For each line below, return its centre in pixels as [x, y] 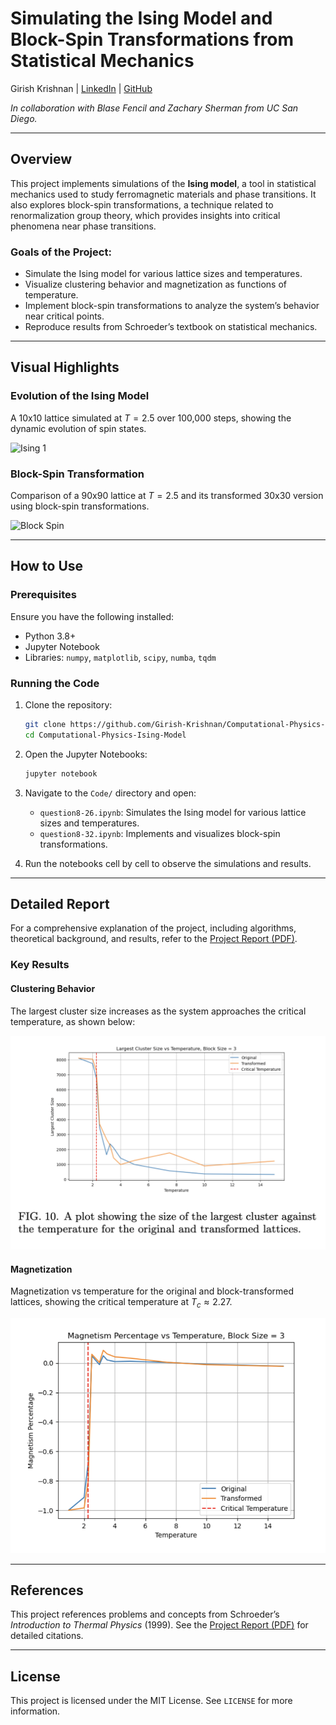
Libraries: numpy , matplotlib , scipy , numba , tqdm [120, 657]
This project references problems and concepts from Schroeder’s [145, 1614]
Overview [41, 159]
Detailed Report [60, 904]
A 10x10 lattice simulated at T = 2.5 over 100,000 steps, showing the [151, 418]
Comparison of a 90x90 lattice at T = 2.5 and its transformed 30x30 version [167, 496]
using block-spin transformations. [80, 506]
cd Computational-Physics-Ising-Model [105, 735]
